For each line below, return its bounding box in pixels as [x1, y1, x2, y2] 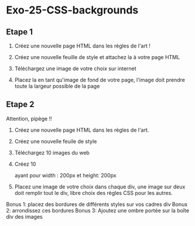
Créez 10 [14, 160, 36, 167]
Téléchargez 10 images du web [14, 149, 90, 156]
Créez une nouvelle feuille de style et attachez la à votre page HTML [14, 54, 180, 60]
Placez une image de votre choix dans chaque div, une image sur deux [14, 183, 186, 190]
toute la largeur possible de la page [14, 83, 100, 90]
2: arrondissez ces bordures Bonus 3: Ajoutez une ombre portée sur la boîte [6, 207, 189, 214]
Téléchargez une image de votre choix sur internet [14, 65, 136, 72]
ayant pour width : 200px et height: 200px [14, 172, 117, 179]
